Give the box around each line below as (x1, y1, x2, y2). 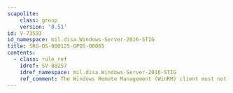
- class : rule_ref (13, 56, 68, 63)
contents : (7, 50, 36, 57)
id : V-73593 (7, 29, 42, 37)
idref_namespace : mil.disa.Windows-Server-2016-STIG (20, 69, 177, 76)
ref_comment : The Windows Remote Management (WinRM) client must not (20, 75, 227, 83)
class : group (20, 17, 58, 24)
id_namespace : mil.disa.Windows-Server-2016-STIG (7, 36, 155, 43)
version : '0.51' (20, 23, 68, 30)
